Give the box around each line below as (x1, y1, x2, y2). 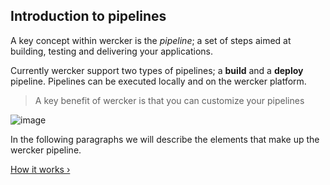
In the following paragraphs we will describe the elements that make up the (10, 133, 320, 145)
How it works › (10, 163, 71, 175)
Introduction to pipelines (10, 8, 167, 25)
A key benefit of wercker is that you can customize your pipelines (34, 94, 305, 106)
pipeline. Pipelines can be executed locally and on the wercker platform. (10, 75, 307, 87)
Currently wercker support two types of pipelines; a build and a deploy (10, 64, 304, 76)
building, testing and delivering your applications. (10, 45, 214, 57)
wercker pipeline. (10, 144, 82, 156)
